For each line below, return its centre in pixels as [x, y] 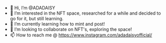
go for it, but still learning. [37, 18]
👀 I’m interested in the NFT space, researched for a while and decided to [86, 13]
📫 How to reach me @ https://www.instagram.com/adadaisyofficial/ [81, 35]
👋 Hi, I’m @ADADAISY [33, 8]
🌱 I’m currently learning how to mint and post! [57, 24]
